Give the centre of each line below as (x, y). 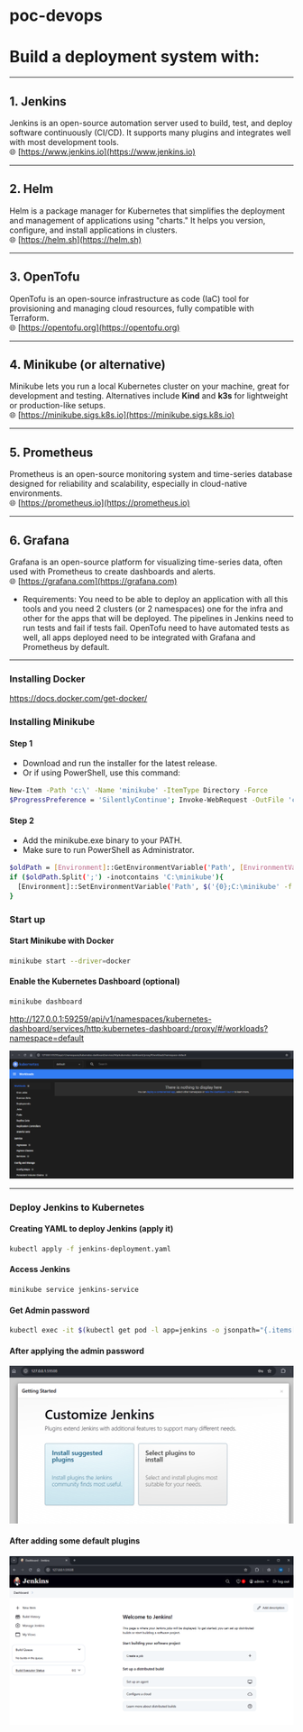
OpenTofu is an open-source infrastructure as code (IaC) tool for (129, 298)
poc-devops (56, 16)
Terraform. (29, 317)
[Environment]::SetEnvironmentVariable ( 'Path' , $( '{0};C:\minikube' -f (155, 887)
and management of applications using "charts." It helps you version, (138, 220)
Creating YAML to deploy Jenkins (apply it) (92, 1229)
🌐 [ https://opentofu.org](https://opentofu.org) (95, 327)
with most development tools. (64, 142)
